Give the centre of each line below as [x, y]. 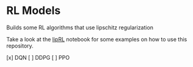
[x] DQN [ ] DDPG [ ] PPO [38, 57]
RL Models [34, 11]
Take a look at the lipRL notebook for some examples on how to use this [97, 39]
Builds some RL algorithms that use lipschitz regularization [80, 27]
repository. [20, 46]
